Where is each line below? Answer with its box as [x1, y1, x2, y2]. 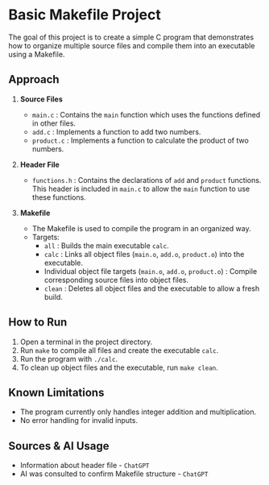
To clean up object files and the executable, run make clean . [19, 363, 219, 372]
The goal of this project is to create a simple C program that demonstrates [8, 32, 255, 42]
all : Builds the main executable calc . [43, 240, 169, 251]
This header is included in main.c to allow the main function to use [31, 184, 250, 193]
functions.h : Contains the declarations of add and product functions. [31, 175, 262, 184]
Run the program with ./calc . [19, 354, 118, 363]
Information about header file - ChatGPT [19, 461, 150, 470]
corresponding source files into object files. [43, 275, 189, 284]
